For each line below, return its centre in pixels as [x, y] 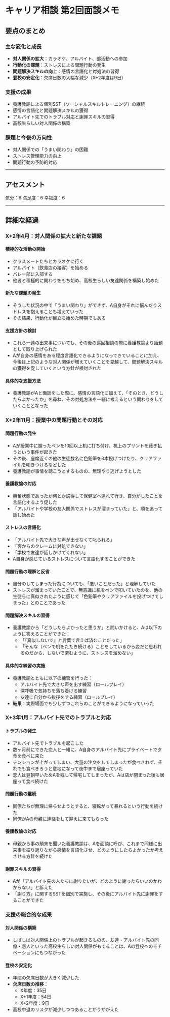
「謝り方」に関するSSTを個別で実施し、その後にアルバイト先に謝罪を [86, 894]
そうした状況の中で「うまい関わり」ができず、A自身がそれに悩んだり [85, 305]
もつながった [52, 953]
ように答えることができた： [41, 634]
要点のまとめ [25, 31]
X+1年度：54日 [36, 997]
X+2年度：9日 [35, 1003]
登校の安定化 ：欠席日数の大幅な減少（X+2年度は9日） [69, 77]
